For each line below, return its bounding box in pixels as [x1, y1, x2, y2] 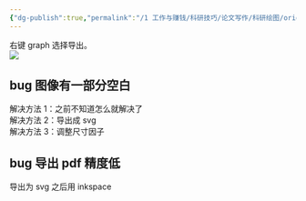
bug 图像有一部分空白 [9, 78, 131, 94]
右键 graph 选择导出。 [9, 39, 93, 50]
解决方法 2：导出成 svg [9, 115, 97, 126]
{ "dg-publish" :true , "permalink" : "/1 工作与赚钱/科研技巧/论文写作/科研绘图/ [9, 13, 284, 23]
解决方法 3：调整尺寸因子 [9, 126, 105, 137]
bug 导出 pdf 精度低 [9, 156, 121, 171]
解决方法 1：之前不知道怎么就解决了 [9, 104, 143, 115]
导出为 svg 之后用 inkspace [9, 181, 112, 192]
